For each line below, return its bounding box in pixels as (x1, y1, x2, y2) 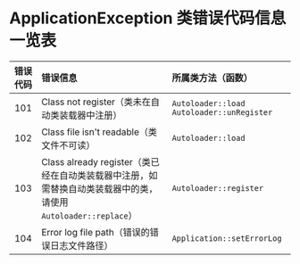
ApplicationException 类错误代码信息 (9, 8, 287, 29)
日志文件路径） (50, 239, 113, 252)
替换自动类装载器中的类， (50, 182, 158, 194)
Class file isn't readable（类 (41, 126, 158, 138)
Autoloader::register (171, 183, 264, 193)
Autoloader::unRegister (171, 107, 273, 117)
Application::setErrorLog (171, 233, 282, 243)
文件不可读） (41, 139, 96, 152)
